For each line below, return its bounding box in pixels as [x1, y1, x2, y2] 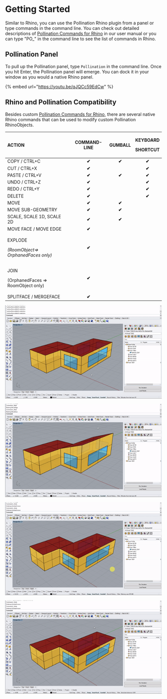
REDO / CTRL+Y [7, 186, 40, 192]
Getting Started [5, 3, 71, 15]
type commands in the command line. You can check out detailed [5, 25, 139, 31]
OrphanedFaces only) [7, 252, 52, 258]
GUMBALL [109, 142, 131, 148]
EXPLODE [7, 237, 27, 243]
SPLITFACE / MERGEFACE [7, 294, 61, 300]
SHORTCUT [135, 147, 160, 153]
